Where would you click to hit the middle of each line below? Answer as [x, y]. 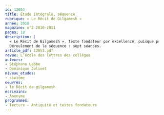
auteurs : [14, 60]
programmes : [17, 101]
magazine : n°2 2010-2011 [30, 28]
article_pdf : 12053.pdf [29, 50]
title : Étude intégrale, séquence [40, 14]
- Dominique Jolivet [26, 69]
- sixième [15, 78]
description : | [20, 37]
